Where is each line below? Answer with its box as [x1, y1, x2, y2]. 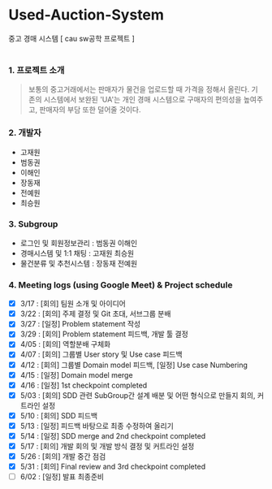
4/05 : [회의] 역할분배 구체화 [19, 340, 111, 349]
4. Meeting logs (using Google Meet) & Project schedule [8, 279, 233, 290]
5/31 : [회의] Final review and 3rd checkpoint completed [19, 461, 205, 472]
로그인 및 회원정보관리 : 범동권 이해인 [19, 238, 138, 248]
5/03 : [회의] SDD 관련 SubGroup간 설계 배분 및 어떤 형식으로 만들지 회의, [19, 390, 256, 400]
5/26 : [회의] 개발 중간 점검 [19, 452, 106, 461]
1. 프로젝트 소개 [8, 64, 65, 76]
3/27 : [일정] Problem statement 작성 [19, 319, 140, 329]
